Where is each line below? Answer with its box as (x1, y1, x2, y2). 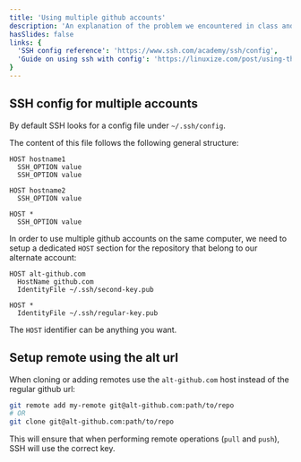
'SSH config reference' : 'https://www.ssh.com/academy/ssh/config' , (17, 47, 279, 56)
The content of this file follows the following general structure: (9, 137, 239, 148)
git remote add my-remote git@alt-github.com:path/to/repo (9, 400, 235, 410)
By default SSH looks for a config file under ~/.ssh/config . (9, 120, 227, 131)
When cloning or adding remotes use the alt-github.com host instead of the (9, 373, 289, 385)
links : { (9, 38, 42, 47)
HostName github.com (17, 277, 94, 287)
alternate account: (9, 252, 77, 262)
